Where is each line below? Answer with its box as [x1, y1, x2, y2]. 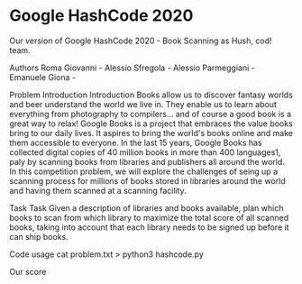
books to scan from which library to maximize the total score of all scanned [9, 212, 289, 223]
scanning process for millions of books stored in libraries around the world [9, 175, 286, 186]
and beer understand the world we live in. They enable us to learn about [9, 98, 278, 109]
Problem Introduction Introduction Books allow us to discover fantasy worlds [9, 89, 293, 100]
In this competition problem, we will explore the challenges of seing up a [9, 166, 278, 177]
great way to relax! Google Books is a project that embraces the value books [9, 118, 293, 129]
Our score [9, 266, 47, 277]
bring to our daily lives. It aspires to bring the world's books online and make [9, 127, 293, 138]
